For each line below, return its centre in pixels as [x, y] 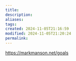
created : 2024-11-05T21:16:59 [37, 29]
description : [19, 15]
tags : [11, 24]
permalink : [17, 39]
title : [12, 10]
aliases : [14, 19]
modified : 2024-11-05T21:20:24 [38, 34]
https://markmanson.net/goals [37, 53]
